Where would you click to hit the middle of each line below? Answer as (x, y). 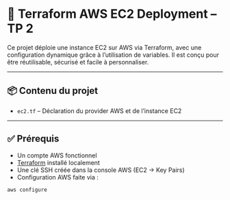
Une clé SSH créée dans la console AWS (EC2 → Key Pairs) (101, 170)
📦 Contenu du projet (53, 91)
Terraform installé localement (59, 162)
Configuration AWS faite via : (58, 177)
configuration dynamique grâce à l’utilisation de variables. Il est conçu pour (113, 55)
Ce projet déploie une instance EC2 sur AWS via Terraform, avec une (104, 47)
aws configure (27, 190)
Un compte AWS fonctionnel (57, 155)
